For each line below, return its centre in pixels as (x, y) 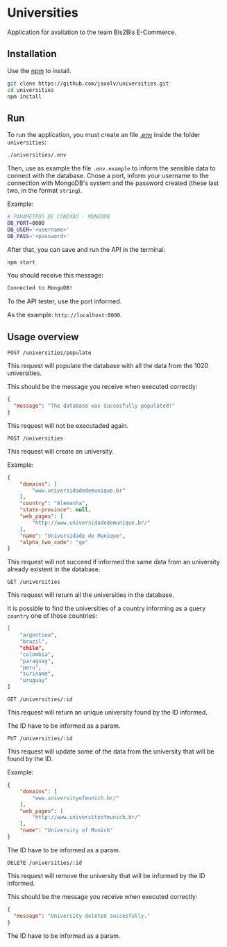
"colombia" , (37, 654)
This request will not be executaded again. (68, 425)
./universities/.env (37, 155)
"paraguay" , (37, 661)
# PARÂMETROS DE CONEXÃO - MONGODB (59, 217)
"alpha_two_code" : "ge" (54, 542)
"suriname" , (37, 674)
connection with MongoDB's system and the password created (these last (113, 183)
